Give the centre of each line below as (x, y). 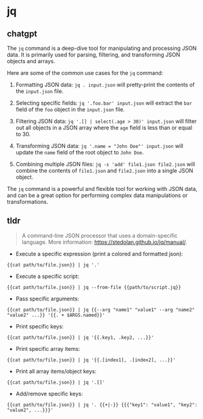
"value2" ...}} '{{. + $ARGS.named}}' (56, 315)
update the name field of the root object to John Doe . (80, 152)
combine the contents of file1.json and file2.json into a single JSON (104, 171)
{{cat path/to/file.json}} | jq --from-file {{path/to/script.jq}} (94, 287)
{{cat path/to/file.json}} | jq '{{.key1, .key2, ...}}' (81, 338)
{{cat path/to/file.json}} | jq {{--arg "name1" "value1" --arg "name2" (101, 310)
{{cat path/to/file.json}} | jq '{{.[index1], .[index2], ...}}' (91, 360)
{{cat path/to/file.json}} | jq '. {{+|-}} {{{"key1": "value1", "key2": (102, 405)
